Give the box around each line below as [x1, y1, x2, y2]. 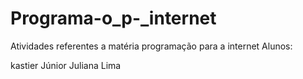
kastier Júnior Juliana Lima [10, 59, 122, 71]
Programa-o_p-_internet [10, 7, 217, 30]
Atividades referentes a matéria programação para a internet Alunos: [10, 40, 293, 52]
